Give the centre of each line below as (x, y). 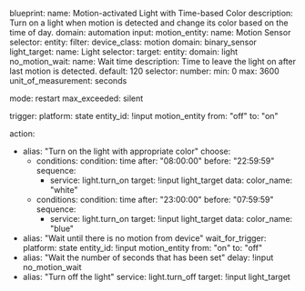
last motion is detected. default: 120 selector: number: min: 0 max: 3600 (144, 71)
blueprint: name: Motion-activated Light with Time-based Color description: (151, 13)
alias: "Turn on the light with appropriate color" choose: (127, 151)
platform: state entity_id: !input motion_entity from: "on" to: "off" (142, 248)
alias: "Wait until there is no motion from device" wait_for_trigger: (144, 238)
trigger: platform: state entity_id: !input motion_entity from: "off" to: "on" (144, 116)
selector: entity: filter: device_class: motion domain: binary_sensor (133, 42)
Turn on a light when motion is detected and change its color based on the (149, 23)
